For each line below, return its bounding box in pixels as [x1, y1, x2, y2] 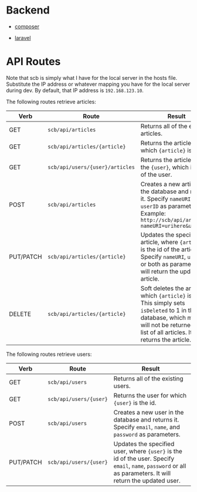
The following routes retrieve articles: [6, 98, 97, 105]
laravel [14, 34, 31, 41]
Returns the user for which [113, 391, 187, 399]
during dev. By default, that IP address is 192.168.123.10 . [6, 86, 144, 94]
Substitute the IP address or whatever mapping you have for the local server [6, 80, 191, 87]
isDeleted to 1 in [140, 306, 186, 314]
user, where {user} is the [113, 447, 183, 455]
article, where [140, 238, 179, 246]
